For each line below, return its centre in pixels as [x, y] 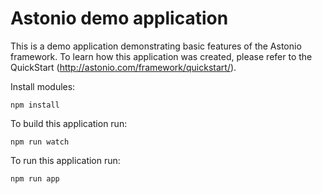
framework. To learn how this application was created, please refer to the [161, 56]
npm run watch [40, 142]
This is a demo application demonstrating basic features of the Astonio [156, 46]
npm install [35, 105]
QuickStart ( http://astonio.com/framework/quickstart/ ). [123, 67]
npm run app [35, 178]
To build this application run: [69, 123]
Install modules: [43, 86]
